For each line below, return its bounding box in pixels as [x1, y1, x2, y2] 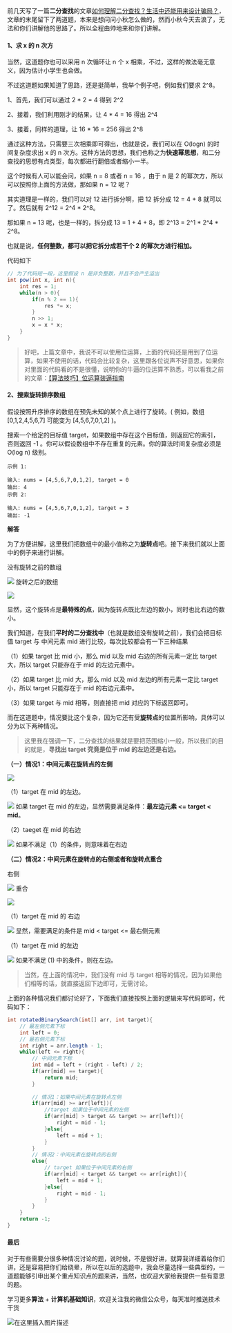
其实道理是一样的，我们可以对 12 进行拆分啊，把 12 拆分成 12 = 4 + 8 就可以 [7, 195, 222, 203]
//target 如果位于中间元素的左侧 [43, 1106, 129, 1113]
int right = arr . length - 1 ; [19, 1042, 104, 1049]
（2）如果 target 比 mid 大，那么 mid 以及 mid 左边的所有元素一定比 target [7, 675, 219, 683]
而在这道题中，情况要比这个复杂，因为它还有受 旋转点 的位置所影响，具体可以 [7, 713, 225, 721]
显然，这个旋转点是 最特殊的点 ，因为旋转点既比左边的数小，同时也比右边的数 [7, 605, 225, 614]
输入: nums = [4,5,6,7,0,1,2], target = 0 [7, 477, 129, 484]
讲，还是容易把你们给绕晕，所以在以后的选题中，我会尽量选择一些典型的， [7, 1263, 219, 1271]
